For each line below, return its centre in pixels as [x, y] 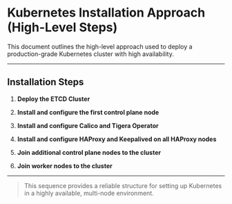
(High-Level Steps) [62, 27]
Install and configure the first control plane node [88, 112]
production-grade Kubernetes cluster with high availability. [90, 54]
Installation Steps [46, 82]
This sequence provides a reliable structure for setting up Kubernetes [123, 185]
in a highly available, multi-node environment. [89, 193]
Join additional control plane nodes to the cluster [89, 152]
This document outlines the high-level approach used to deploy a [100, 46]
